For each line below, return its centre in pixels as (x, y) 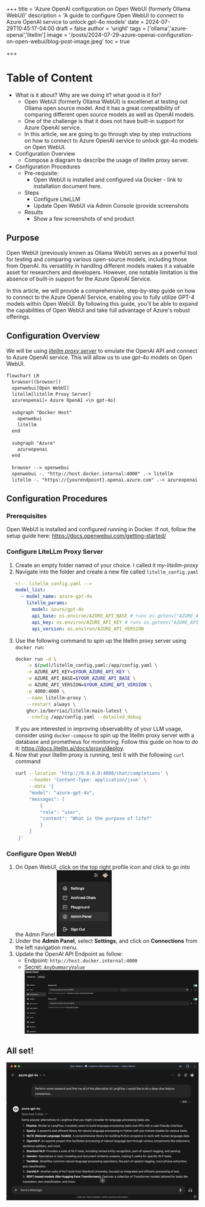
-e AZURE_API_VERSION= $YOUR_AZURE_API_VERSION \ (89, 685)
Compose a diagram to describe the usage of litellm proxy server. (106, 160)
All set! (20, 1051)
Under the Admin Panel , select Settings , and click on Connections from (106, 940)
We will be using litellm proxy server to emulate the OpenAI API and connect (102, 350)
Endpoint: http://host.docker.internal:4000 (81, 960)
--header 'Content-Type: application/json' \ (88, 780)
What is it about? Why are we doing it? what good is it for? (88, 95)
